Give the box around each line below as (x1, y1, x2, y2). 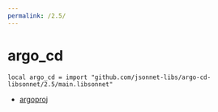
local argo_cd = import (7, 73, 88, 81)
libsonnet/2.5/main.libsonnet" (7, 80, 113, 89)
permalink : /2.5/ (7, 11, 66, 20)
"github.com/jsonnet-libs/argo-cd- (91, 73, 212, 81)
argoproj (19, 94, 49, 104)
